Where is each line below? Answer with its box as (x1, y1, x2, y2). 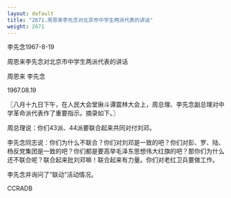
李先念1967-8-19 (7, 43, 54, 51)
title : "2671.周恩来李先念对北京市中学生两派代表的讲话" (7, 17, 154, 24)
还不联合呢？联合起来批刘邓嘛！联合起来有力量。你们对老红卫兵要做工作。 (7, 156, 219, 164)
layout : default (7, 10, 54, 17)
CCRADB (7, 184, 33, 192)
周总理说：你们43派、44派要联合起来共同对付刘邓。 (7, 124, 156, 132)
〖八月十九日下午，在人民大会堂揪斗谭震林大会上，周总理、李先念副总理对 (7, 100, 219, 109)
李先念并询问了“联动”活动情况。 (7, 170, 98, 179)
